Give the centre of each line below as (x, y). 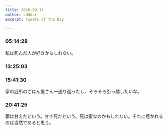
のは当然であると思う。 (29, 123)
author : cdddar (21, 15)
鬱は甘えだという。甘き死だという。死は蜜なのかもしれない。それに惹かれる (84, 116)
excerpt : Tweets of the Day (35, 19)
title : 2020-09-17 (24, 10)
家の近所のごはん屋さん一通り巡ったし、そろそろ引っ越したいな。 (73, 91)
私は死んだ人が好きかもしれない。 (40, 53)
